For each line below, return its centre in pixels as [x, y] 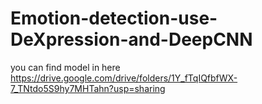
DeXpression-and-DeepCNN [131, 39]
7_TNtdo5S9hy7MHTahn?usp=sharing [88, 88]
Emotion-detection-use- [114, 18]
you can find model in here [65, 67]
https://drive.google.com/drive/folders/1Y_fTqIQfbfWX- [124, 78]
